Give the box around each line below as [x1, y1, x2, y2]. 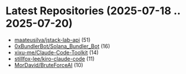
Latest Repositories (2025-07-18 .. [5, 4, 181, 18]
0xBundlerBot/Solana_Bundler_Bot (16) [14, 43, 111, 50]
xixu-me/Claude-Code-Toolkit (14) [14, 49, 99, 56]
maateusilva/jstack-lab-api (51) [14, 36, 91, 43]
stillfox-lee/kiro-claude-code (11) [14, 55, 95, 62]
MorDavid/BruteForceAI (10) [14, 61, 84, 69]
